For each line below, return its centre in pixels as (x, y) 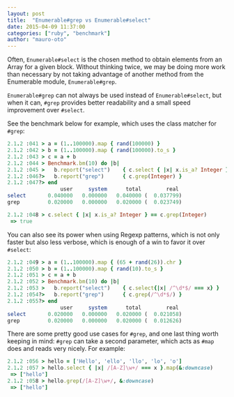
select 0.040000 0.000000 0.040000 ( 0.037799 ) (95, 196)
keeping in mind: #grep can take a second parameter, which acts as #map (111, 341)
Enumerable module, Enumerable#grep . (62, 82)
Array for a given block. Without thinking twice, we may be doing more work (116, 67)
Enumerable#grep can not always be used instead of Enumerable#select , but (115, 96)
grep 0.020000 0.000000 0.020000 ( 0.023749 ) (95, 202)
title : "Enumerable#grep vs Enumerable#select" (79, 20)
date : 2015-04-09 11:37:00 (46, 27)
